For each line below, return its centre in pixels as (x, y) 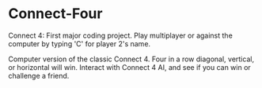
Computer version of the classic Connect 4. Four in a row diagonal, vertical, (131, 59)
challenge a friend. (39, 75)
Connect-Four (55, 14)
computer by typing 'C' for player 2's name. (80, 43)
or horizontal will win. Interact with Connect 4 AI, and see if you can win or (129, 67)
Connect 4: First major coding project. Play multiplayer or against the (121, 35)
